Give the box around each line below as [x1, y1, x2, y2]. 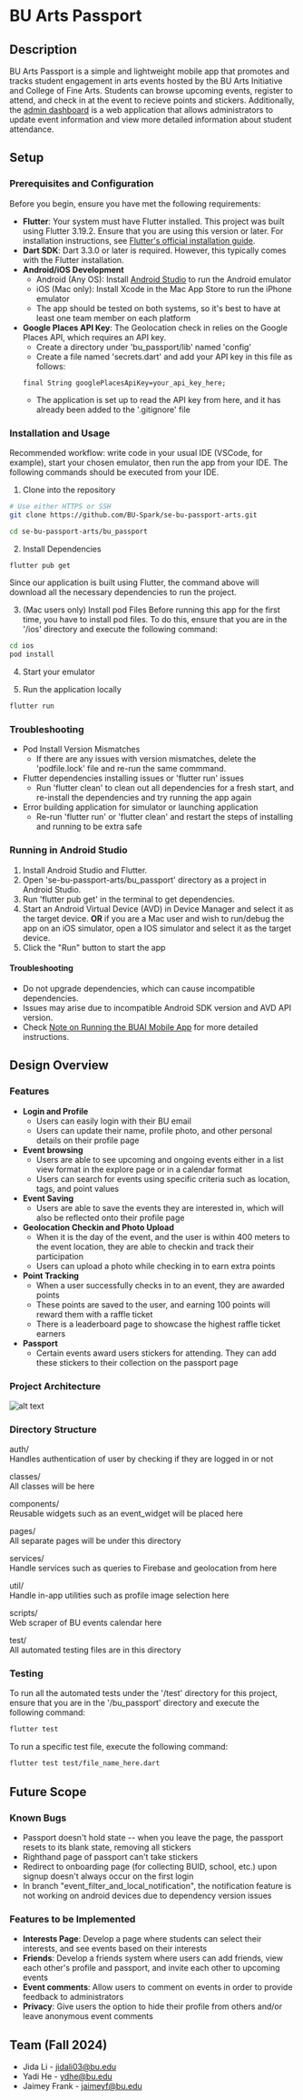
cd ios [9, 641, 34, 651]
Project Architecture [9, 1379, 102, 1392]
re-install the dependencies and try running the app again [35, 793, 252, 803]
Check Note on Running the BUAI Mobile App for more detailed [22, 1021, 259, 1033]
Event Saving [22, 1193, 74, 1204]
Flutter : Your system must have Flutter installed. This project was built [22, 216, 285, 227]
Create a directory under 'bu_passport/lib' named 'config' [35, 341, 252, 352]
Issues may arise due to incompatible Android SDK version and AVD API [22, 1002, 292, 1013]
